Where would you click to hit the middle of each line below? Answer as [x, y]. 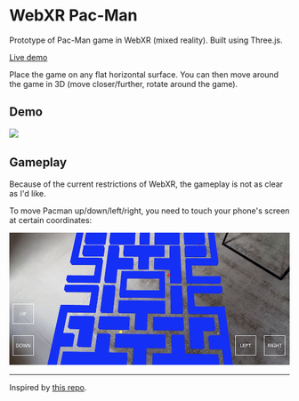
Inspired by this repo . [48, 387]
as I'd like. [28, 193]
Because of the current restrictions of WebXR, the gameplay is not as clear [146, 184]
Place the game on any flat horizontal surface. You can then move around [144, 74]
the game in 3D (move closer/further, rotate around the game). [124, 84]
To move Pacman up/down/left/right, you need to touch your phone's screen [149, 211]
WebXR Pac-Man [73, 16]
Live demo [28, 57]
